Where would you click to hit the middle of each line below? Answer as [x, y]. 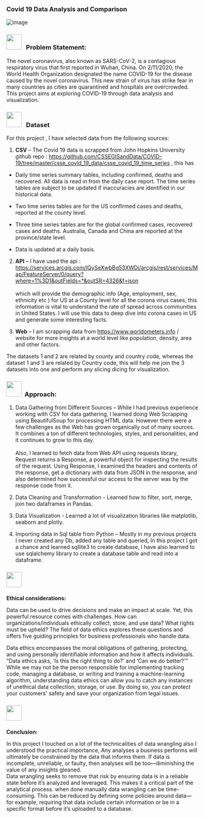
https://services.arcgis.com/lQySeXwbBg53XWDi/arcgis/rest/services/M [106, 267]
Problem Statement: [56, 48]
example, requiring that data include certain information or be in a [97, 802]
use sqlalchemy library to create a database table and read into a [97, 554]
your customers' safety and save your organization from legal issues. [93, 693]
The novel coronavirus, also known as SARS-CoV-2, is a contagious [91, 61]
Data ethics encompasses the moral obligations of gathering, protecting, [97, 648]
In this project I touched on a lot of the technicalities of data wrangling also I [101, 743]
